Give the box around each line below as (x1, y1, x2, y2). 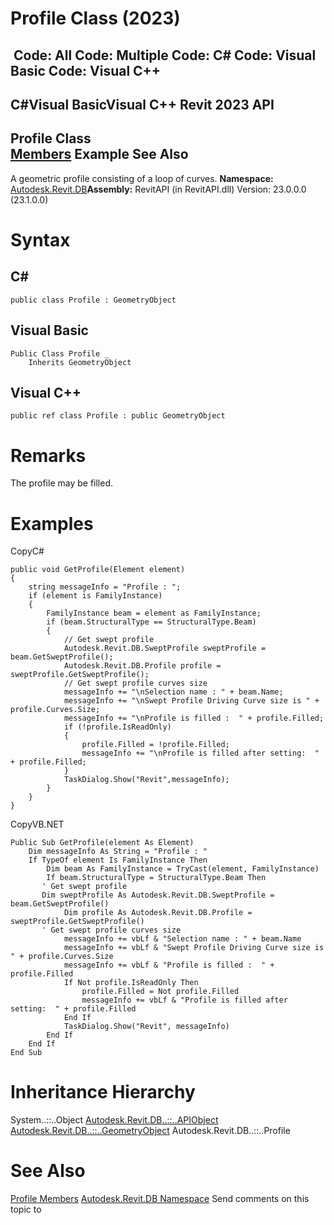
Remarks (10, 444, 87, 467)
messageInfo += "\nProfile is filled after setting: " (81, 748, 320, 759)
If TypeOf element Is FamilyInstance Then (28, 855, 208, 866)
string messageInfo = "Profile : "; (28, 582, 182, 592)
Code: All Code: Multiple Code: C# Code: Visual (13, 47, 317, 64)
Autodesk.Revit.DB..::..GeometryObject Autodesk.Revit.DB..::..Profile (10, 1125, 291, 1137)
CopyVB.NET (10, 818, 65, 831)
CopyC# (10, 545, 45, 557)
